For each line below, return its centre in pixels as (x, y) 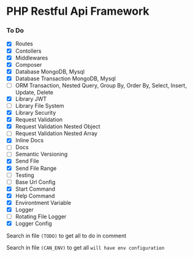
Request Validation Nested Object (58, 126)
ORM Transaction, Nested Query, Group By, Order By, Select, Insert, (101, 85)
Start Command (35, 189)
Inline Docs (29, 140)
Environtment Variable (43, 202)
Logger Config (33, 224)
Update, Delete (34, 92)
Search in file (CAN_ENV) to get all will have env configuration (85, 248)
